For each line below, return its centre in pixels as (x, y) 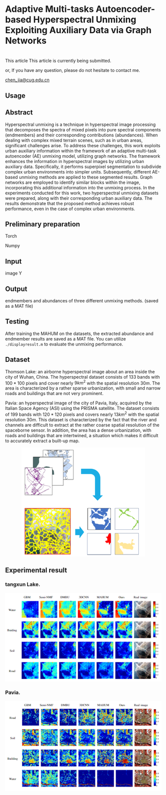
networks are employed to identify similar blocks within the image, (73, 182)
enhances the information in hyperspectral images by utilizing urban (75, 161)
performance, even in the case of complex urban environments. (70, 209)
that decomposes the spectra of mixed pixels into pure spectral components (83, 129)
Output (16, 289)
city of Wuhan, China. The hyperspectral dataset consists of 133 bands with (83, 377)
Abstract (19, 113)
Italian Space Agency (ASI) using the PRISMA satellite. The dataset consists (82, 408)
